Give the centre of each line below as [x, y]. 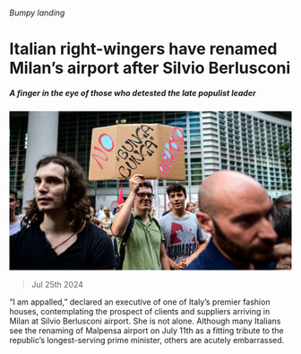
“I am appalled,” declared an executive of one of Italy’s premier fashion [140, 302]
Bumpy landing [37, 13]
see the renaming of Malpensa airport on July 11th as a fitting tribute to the [146, 331]
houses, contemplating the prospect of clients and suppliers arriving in [140, 312]
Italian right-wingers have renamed [143, 49]
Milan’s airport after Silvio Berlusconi [150, 68]
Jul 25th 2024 [57, 285]
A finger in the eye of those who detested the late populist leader [133, 93]
